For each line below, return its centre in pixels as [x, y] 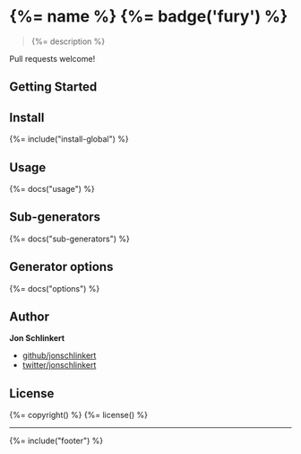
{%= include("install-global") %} [69, 139]
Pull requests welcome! [52, 58]
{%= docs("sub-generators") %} [69, 239]
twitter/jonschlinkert [59, 365]
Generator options [61, 267]
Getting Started [53, 87]
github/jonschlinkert [59, 355]
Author [29, 316]
